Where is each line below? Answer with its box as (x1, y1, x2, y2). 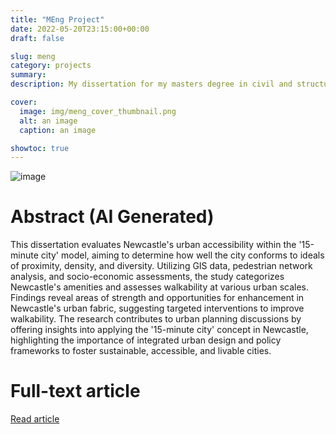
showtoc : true (10, 143, 70, 153)
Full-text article (10, 380, 141, 403)
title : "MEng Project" (10, 14, 105, 25)
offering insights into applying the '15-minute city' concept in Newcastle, (10, 324, 309, 336)
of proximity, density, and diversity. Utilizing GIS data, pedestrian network (10, 260, 313, 272)
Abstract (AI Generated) (10, 206, 215, 228)
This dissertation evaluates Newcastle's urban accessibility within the (10, 239, 297, 251)
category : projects (10, 61, 92, 71)
